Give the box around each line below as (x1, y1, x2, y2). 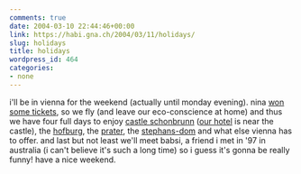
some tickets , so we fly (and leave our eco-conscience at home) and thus (9, 105, 283, 117)
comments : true (9, 13, 67, 23)
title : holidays (9, 47, 70, 56)
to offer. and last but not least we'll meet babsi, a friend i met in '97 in (9, 134, 266, 145)
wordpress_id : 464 (9, 55, 78, 64)
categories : (9, 64, 54, 73)
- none (9, 72, 34, 81)
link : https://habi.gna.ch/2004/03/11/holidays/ (9, 30, 196, 39)
